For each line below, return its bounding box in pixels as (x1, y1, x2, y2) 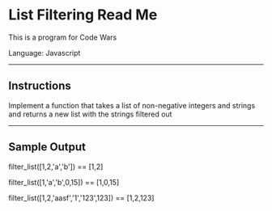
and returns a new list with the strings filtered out (8, 109, 172, 119)
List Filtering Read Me (8, 6, 158, 24)
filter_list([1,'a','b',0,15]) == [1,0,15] (8, 177, 120, 187)
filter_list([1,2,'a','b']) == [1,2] (8, 162, 104, 171)
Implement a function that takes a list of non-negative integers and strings (8, 100, 256, 110)
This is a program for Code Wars (8, 32, 117, 42)
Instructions (8, 79, 71, 93)
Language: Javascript (8, 48, 81, 57)
